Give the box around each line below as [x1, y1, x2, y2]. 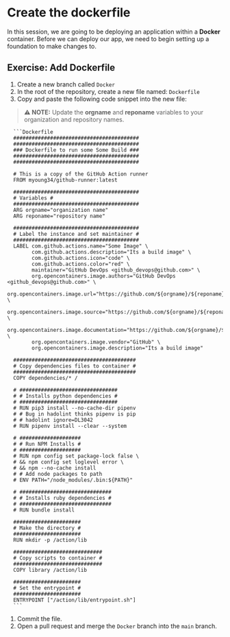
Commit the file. [16, 614, 62, 623]
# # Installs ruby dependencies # [13, 494, 112, 501]
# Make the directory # [13, 525, 81, 531]
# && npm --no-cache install [13, 464, 97, 471]
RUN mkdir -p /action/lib [13, 536, 88, 543]
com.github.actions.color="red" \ [31, 261, 130, 267]
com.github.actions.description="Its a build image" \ [31, 248, 192, 255]
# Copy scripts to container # [13, 554, 103, 562]
